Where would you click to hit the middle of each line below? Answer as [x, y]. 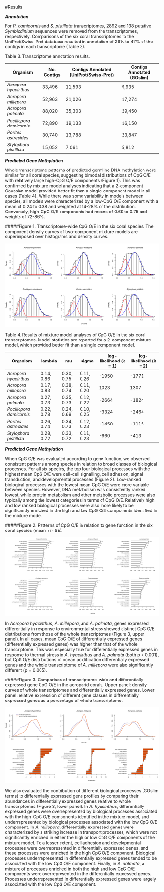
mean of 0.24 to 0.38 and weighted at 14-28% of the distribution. [71, 206]
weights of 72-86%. [25, 216]
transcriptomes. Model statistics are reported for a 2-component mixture [78, 340]
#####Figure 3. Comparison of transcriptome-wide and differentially [74, 680]
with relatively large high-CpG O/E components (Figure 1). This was [73, 180]
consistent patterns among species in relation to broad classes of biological [81, 464]
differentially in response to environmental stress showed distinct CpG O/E [80, 629]
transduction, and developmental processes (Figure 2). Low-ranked [73, 479]
